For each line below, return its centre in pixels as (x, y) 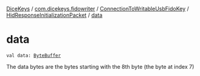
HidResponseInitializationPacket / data (54, 15)
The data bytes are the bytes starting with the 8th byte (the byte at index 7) (100, 66)
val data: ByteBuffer (34, 55)
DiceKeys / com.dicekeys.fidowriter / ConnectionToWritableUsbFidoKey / (98, 9)
